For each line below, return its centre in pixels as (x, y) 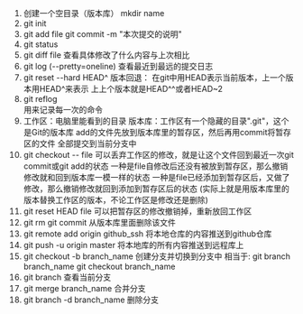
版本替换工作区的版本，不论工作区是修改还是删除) (115, 200)
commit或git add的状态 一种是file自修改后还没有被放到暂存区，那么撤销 (156, 166)
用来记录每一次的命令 (63, 110)
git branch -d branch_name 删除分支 (91, 300)
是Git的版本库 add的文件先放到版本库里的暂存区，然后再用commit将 (149, 132)
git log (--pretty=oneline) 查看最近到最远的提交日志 (118, 66)
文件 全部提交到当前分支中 (88, 143)
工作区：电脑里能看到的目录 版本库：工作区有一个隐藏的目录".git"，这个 (156, 121)
